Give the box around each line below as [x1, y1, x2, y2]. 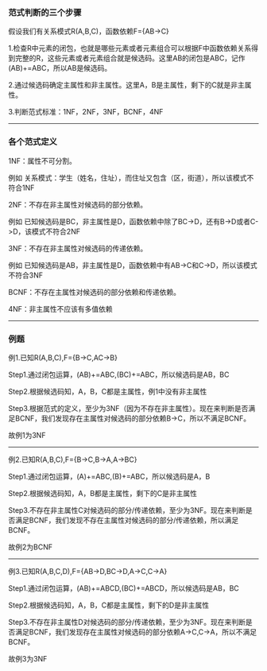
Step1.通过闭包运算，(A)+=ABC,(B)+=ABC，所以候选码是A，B [8, 471, 211, 481]
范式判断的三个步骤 [8, 6, 82, 17]
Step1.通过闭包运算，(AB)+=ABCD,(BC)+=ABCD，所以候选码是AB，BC [8, 583, 240, 593]
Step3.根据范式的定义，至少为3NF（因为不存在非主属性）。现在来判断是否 [8, 403, 249, 413]
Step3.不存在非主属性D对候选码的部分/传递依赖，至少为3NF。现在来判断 [8, 617, 246, 626]
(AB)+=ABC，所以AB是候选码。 [8, 64, 112, 73]
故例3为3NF [8, 654, 48, 663]
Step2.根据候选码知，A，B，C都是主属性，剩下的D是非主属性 [8, 600, 209, 610]
